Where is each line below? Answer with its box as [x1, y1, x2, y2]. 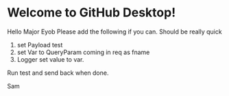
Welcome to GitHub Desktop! [7, 5, 176, 21]
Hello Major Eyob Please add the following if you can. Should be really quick [7, 27, 222, 36]
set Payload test [16, 40, 63, 49]
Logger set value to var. [16, 55, 84, 63]
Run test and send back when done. [7, 69, 109, 77]
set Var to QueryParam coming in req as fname [16, 48, 150, 56]
